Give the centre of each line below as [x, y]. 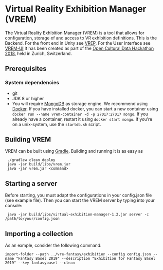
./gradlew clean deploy [31, 160]
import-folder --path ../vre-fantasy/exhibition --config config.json [78, 254]
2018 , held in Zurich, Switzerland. [38, 53]
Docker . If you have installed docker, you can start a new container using [85, 108]
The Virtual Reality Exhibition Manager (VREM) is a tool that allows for [75, 33]
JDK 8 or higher [28, 98]
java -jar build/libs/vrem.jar [39, 164]
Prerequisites [26, 69]
